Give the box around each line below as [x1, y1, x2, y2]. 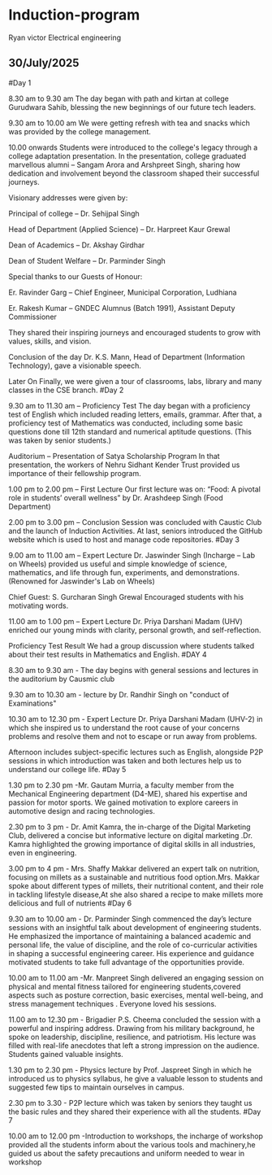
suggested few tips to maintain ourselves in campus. [8, 1082, 185, 1092]
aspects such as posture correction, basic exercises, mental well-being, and [8, 990, 264, 1000]
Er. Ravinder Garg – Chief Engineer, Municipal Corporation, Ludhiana [8, 287, 237, 297]
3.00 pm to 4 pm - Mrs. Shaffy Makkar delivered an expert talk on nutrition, [8, 863, 260, 873]
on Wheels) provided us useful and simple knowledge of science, [8, 559, 227, 569]
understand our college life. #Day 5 [8, 764, 127, 774]
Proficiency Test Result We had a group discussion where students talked [8, 640, 254, 650]
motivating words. [8, 601, 69, 610]
